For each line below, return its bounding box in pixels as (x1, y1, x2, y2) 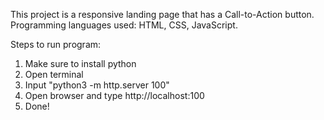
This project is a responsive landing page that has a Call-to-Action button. (10, 9, 315, 20)
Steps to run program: (10, 39, 102, 50)
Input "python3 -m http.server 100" (24, 79, 170, 91)
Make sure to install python (24, 58, 137, 69)
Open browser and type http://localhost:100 (24, 90, 205, 101)
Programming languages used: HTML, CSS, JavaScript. (10, 19, 238, 31)
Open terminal (24, 69, 84, 80)
